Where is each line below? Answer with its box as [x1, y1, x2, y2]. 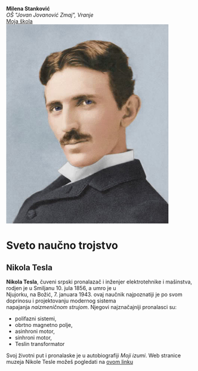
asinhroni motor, [14, 328, 55, 335]
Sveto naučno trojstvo [6, 239, 118, 252]
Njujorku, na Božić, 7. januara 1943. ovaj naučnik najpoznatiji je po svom [6, 291, 183, 298]
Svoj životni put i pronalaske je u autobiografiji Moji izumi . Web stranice [6, 352, 181, 359]
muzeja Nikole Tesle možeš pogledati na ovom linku [6, 358, 133, 365]
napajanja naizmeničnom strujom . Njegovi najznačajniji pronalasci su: [6, 304, 177, 310]
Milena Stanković [6, 5, 50, 12]
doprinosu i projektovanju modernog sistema [6, 297, 116, 304]
